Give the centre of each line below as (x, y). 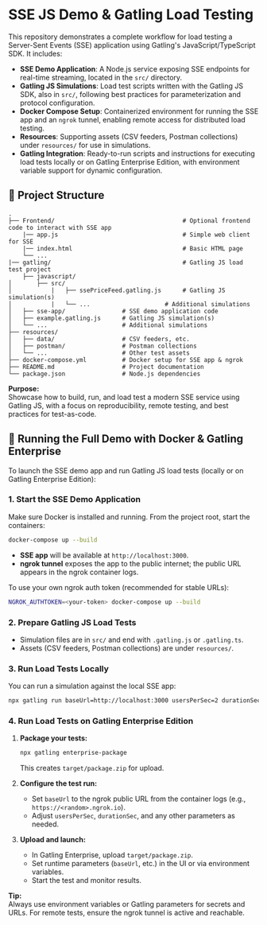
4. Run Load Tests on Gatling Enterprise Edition (101, 721)
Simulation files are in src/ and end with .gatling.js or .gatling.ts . (132, 639)
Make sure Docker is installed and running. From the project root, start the (129, 517)
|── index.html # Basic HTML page (133, 248)
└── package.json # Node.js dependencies (104, 374)
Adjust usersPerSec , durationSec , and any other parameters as (133, 816)
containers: (27, 525)
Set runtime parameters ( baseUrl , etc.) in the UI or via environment (141, 864)
